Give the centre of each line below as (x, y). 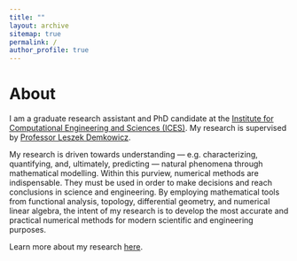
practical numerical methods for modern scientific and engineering (132, 220)
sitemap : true (35, 34)
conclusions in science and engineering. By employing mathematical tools (145, 192)
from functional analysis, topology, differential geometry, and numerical (140, 202)
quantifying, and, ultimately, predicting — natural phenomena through (136, 164)
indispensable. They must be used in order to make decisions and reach (141, 183)
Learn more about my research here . (76, 247)
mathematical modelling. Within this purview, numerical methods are (134, 173)
